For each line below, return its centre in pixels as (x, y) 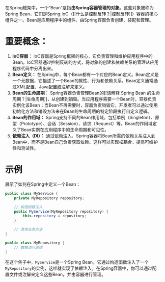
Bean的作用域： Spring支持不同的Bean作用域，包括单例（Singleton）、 (84, 117)
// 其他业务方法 (28, 230)
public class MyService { (31, 193)
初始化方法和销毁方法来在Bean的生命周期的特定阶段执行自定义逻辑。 (82, 111)
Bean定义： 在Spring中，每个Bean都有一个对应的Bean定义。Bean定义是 (85, 74)
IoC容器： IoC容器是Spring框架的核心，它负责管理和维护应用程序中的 (82, 56)
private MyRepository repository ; (49, 198)
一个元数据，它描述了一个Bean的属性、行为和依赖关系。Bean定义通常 (83, 80)
